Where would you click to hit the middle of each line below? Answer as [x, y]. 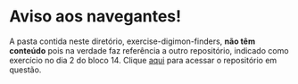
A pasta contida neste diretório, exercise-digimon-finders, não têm [132, 41]
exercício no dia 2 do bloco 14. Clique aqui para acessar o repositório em [143, 60]
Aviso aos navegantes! [95, 17]
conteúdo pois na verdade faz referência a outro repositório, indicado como [149, 50]
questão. [25, 70]
